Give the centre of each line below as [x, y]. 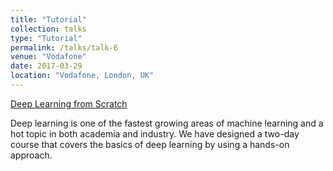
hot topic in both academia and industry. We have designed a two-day [155, 133]
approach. [31, 155]
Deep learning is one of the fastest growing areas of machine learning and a [167, 123]
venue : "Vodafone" [48, 57]
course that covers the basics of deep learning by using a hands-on [150, 144]
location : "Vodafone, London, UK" [82, 76]
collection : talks [48, 29]
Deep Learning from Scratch [69, 103]
